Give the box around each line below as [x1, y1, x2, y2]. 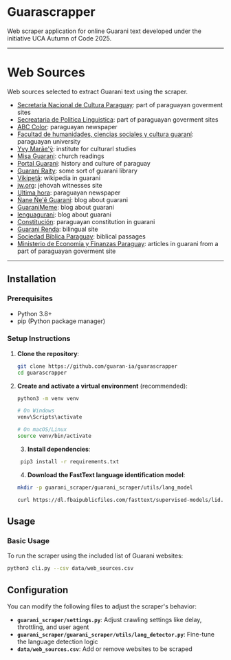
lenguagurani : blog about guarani [16, 210, 112, 219]
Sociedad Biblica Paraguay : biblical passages [16, 232, 146, 241]
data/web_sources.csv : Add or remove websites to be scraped [16, 644, 192, 653]
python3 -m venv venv [16, 395, 80, 402]
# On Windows [16, 407, 55, 415]
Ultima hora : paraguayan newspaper [16, 188, 121, 197]
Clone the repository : [16, 349, 80, 357]
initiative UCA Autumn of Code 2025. [7, 34, 112, 42]
